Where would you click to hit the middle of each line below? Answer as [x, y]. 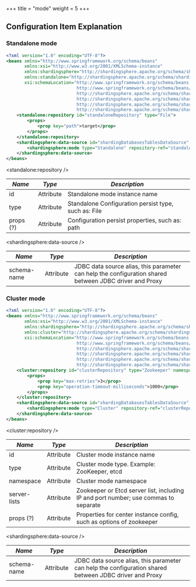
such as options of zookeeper [117, 522]
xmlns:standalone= [46, 77]
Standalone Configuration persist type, [120, 204]
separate [88, 505]
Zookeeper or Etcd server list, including [130, 490]
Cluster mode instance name [116, 454]
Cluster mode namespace [111, 481]
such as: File [85, 211]
